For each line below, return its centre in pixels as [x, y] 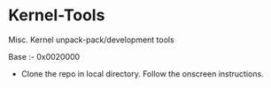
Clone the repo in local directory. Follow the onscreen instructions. [142, 73]
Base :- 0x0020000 [44, 56]
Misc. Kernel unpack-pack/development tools [91, 40]
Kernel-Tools [57, 15]
